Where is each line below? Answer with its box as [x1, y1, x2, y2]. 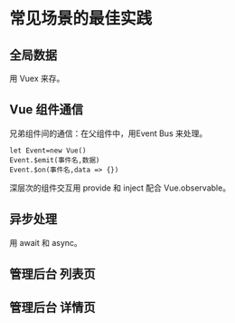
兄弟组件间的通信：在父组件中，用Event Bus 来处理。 [9, 128, 208, 139]
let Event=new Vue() [9, 146, 88, 155]
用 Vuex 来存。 [9, 73, 65, 83]
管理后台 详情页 [9, 300, 96, 316]
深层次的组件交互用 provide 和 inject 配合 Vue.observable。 [9, 182, 231, 193]
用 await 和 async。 [9, 237, 83, 248]
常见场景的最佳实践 [9, 8, 153, 29]
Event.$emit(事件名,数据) [9, 155, 100, 164]
